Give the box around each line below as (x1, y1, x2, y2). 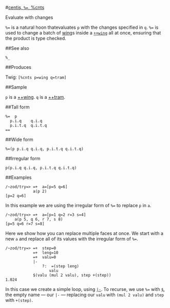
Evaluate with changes (5, 14, 53, 20)
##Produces (5, 64, 32, 70)
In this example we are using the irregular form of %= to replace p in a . (5, 203, 152, 208)
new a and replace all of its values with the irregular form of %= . (5, 236, 139, 242)
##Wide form (5, 136, 33, 142)
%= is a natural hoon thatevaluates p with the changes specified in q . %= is (5, 24, 159, 30)
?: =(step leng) (42, 264, 80, 269)
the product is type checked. (5, 35, 67, 41)
